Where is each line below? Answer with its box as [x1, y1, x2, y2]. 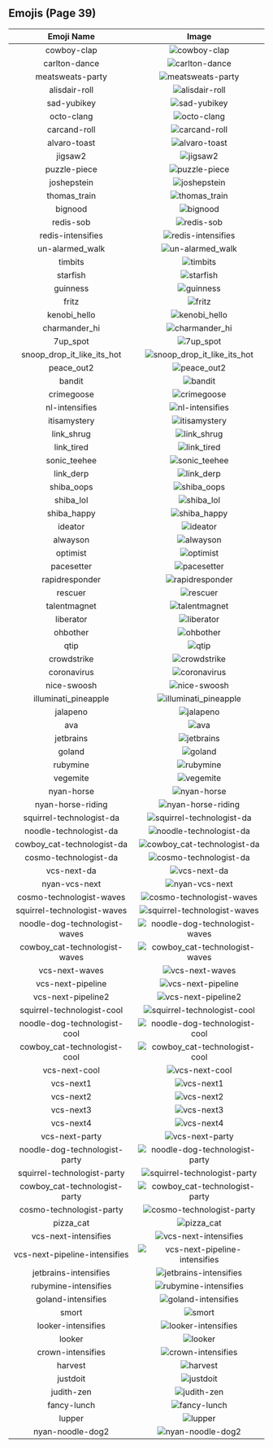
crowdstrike [48, 653, 94, 665]
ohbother [54, 626, 89, 638]
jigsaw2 [56, 150, 87, 161]
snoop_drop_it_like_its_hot [21, 349, 122, 360]
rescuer [56, 586, 87, 598]
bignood [55, 203, 88, 214]
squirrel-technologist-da [23, 812, 120, 823]
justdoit [56, 1372, 86, 1384]
